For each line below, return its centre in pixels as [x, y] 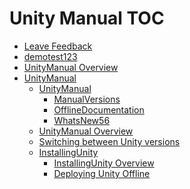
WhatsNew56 [82, 120]
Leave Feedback [58, 46]
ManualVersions [87, 99]
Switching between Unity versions [109, 141]
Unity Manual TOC [87, 18]
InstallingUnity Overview [104, 163]
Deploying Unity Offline [102, 173]
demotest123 [50, 56]
